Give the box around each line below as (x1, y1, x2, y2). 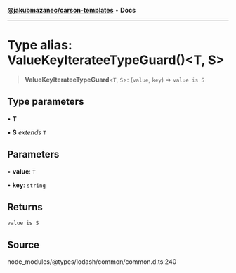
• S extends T (7, 128, 47, 136)
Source (7, 239, 40, 250)
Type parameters (7, 96, 84, 108)
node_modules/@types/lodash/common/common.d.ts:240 (7, 258, 177, 266)
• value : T (7, 167, 37, 175)
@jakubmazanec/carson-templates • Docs (7, 6, 136, 14)
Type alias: (7, 37, 72, 53)
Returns (7, 201, 44, 213)
